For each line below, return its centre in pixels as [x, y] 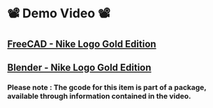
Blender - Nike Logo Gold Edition [79, 67]
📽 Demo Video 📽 [59, 14]
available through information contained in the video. [99, 96]
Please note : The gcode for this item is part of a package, [107, 87]
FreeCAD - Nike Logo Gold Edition [82, 44]
